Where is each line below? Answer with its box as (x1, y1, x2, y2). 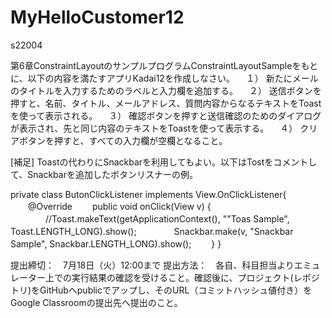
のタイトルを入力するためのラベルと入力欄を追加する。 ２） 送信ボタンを (10, 84, 322, 96)
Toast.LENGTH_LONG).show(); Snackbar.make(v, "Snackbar (10, 225, 294, 237)
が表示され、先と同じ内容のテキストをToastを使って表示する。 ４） (10, 122, 298, 134)
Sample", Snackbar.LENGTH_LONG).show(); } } (10, 237, 222, 250)
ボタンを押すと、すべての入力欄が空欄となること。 (18, 134, 228, 146)
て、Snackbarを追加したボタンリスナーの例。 (10, 168, 198, 180)
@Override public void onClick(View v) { (27, 200, 212, 212)
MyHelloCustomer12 (10, 6, 185, 29)
